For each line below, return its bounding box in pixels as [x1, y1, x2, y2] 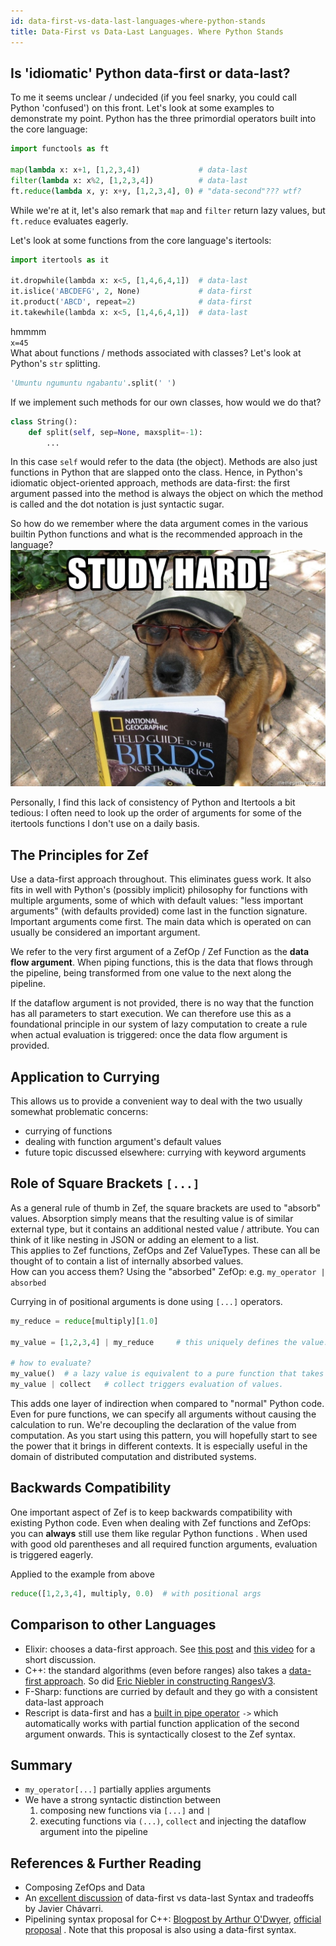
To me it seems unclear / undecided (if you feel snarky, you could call [10, 91, 297, 104]
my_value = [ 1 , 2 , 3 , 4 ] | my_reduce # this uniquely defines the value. [10, 1337, 329, 1347]
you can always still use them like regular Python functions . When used [10, 1527, 308, 1539]
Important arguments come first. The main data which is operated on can [10, 916, 312, 928]
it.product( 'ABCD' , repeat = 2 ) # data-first [10, 297, 253, 307]
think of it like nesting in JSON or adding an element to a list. [10, 1233, 260, 1245]
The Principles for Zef [10, 846, 149, 864]
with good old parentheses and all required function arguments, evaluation [10, 1538, 318, 1550]
